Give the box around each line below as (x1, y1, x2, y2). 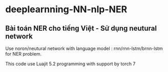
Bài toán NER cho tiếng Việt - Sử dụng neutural (5, 24, 157, 33)
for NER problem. (5, 51, 42, 57)
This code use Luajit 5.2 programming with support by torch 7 (5, 61, 136, 67)
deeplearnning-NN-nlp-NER (5, 4, 128, 15)
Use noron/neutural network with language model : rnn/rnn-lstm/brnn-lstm (5, 45, 163, 52)
